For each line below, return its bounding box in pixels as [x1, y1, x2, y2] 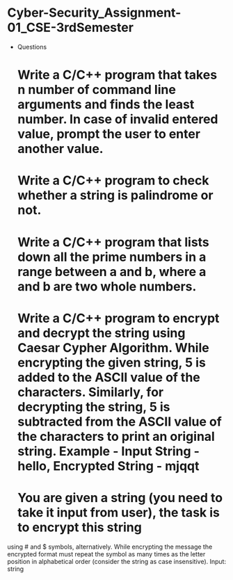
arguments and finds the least [17, 97, 195, 113]
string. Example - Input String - [17, 443, 200, 459]
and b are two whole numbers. [17, 278, 197, 294]
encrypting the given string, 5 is [17, 355, 207, 370]
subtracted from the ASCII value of [17, 414, 223, 429]
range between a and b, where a [17, 264, 207, 280]
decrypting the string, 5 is [17, 398, 170, 414]
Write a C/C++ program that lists [17, 234, 210, 250]
